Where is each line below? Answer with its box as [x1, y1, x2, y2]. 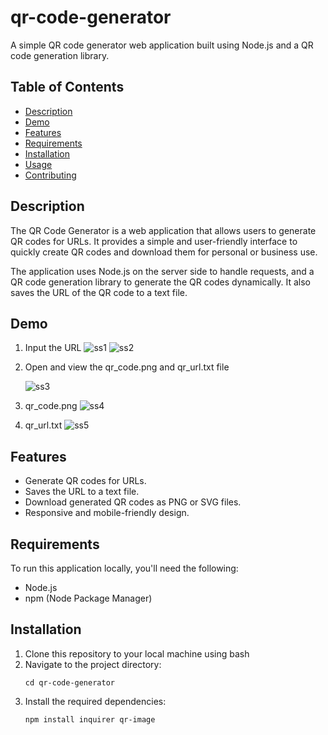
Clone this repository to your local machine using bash [24, 647, 250, 660]
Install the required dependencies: [24, 695, 167, 707]
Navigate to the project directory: [24, 658, 162, 670]
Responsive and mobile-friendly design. [24, 507, 190, 519]
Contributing [24, 169, 77, 181]
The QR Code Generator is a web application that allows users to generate [10, 224, 317, 236]
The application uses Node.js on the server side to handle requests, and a [10, 265, 315, 277]
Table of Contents [10, 79, 125, 96]
